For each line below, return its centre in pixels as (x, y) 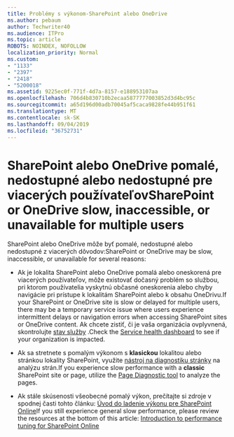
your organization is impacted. (61, 339)
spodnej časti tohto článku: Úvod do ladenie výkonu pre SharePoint (115, 403)
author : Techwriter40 (39, 27)
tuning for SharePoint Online (58, 426)
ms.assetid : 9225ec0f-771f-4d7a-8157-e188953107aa (83, 92)
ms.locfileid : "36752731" (45, 131)
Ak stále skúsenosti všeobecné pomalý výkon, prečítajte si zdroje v (114, 396)
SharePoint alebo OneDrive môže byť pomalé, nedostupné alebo (100, 244)
